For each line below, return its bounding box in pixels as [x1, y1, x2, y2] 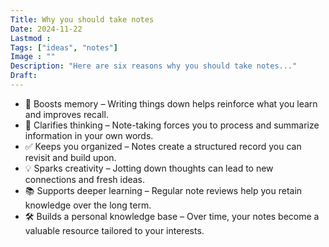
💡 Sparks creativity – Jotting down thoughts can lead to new [24, 162, 274, 174]
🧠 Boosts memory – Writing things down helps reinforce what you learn [24, 97, 318, 110]
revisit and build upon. [24, 151, 117, 163]
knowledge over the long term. [24, 199, 152, 211]
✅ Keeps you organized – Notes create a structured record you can [24, 140, 302, 152]
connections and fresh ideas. [24, 173, 146, 185]
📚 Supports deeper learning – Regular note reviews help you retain [24, 184, 303, 196]
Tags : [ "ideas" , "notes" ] [10, 42, 118, 53]
